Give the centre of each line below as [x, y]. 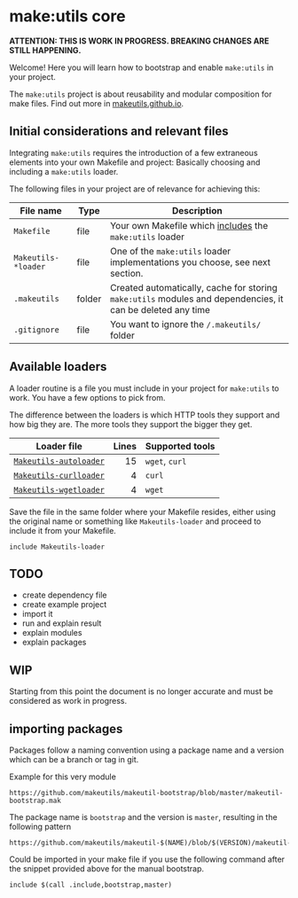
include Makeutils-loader [57, 547]
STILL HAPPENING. [45, 50]
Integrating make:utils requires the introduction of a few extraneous [134, 152]
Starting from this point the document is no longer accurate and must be [141, 691]
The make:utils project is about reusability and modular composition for [141, 94]
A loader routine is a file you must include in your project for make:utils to [144, 388]
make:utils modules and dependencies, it [196, 299]
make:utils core [67, 16]
